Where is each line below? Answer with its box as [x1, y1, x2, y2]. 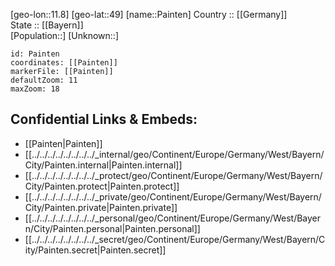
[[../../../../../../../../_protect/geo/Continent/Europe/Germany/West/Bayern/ [24, 169, 323, 181]
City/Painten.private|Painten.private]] [24, 201, 178, 213]
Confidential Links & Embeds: [10, 111, 198, 128]
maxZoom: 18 [10, 84, 60, 94]
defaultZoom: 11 [10, 75, 78, 85]
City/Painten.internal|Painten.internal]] [24, 159, 183, 171]
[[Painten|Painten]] [24, 137, 103, 149]
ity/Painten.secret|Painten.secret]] [24, 244, 167, 256]
